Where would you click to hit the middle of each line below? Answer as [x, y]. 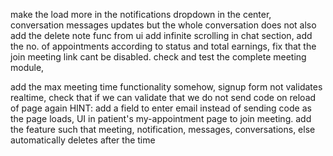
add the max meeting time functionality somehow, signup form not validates [166, 87]
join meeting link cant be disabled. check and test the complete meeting [158, 57]
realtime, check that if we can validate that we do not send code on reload [163, 97]
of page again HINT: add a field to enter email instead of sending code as [161, 108]
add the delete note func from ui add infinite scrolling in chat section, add [161, 35]
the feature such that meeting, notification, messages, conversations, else [163, 129]
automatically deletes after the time [83, 140]
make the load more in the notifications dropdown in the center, [141, 14]
